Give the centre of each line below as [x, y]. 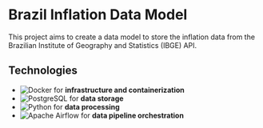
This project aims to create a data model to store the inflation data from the [132, 37]
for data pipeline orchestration [132, 115]
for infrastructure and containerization [120, 90]
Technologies [43, 71]
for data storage [96, 98]
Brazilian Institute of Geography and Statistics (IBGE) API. [103, 45]
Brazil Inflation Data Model [98, 15]
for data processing [86, 106]
